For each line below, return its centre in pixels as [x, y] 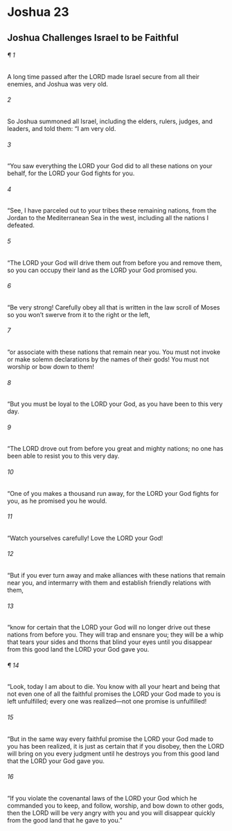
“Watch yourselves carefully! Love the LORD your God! [85, 538]
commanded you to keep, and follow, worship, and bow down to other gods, [116, 805]
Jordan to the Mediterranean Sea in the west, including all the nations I [108, 218]
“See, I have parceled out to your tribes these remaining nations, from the [112, 211]
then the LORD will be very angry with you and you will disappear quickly [111, 813]
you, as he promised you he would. [57, 501]
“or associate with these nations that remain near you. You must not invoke [114, 352]
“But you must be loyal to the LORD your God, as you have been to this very [115, 404]
